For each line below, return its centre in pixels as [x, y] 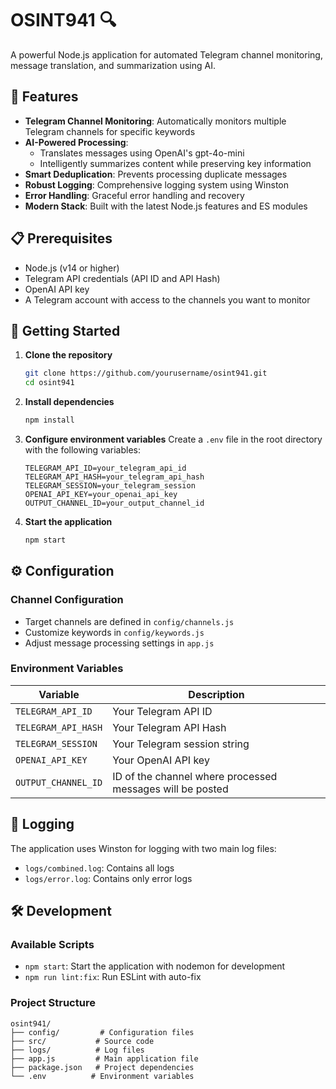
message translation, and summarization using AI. [113, 65]
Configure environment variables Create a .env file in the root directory [173, 439]
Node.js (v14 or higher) [72, 268]
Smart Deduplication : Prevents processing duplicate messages [156, 174]
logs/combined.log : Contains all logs [99, 868]
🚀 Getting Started [65, 330]
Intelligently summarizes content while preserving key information [175, 163]
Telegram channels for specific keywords [110, 131]
